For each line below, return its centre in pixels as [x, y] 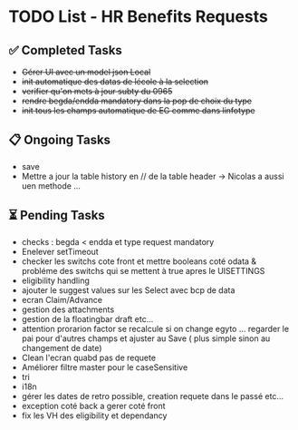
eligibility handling [55, 280]
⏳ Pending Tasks [57, 215]
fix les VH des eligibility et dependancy [94, 415]
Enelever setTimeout [60, 251]
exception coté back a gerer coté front [93, 406]
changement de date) [62, 347]
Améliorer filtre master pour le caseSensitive [105, 367]
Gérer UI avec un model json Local [86, 72]
